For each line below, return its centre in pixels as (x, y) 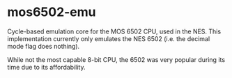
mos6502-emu (52, 12)
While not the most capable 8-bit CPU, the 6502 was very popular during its (116, 59)
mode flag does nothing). (44, 46)
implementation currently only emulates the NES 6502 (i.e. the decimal (109, 38)
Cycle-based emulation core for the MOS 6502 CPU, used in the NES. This (114, 31)
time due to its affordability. (46, 67)
